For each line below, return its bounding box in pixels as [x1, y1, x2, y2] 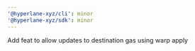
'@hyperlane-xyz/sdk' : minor [7, 17, 94, 24]
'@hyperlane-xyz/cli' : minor [7, 10, 94, 17]
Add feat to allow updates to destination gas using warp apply [7, 36, 189, 44]
